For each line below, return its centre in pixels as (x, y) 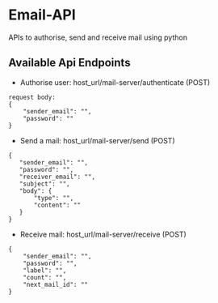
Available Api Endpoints (69, 63)
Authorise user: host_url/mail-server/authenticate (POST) (115, 82)
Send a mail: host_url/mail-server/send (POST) (97, 140)
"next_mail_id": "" (56, 284)
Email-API (42, 15)
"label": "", (45, 270)
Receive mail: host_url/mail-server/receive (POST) (103, 234)
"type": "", (54, 198)
